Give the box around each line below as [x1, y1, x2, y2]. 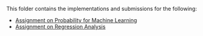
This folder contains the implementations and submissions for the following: [6, 5, 197, 12]
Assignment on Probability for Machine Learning [15, 17, 138, 23]
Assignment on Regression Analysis [15, 23, 106, 30]
